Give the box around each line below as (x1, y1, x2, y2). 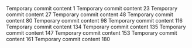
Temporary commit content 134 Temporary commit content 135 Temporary (6, 23, 186, 30)
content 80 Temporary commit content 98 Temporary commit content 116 (6, 17, 183, 24)
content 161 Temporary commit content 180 (6, 36, 110, 42)
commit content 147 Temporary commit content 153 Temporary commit (6, 29, 177, 36)
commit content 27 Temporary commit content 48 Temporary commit (6, 11, 174, 18)
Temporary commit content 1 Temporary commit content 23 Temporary (6, 5, 177, 12)
